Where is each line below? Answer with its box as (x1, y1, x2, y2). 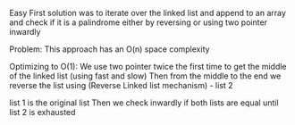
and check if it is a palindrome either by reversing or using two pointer (9, 17, 268, 28)
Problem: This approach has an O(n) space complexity (9, 44, 210, 54)
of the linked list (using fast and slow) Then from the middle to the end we (9, 71, 282, 81)
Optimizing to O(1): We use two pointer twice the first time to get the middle (9, 62, 288, 71)
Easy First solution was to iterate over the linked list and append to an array (9, 8, 286, 18)
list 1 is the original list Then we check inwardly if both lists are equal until (9, 97, 279, 108)
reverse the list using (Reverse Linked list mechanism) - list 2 (9, 80, 234, 90)
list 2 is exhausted (9, 107, 76, 117)
